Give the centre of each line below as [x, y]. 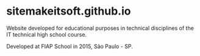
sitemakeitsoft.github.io [69, 11]
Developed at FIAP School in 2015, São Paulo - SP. [70, 46]
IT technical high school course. [47, 34]
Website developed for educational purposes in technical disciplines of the [100, 28]
